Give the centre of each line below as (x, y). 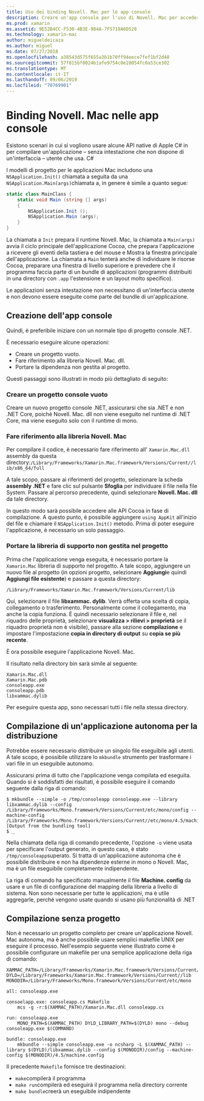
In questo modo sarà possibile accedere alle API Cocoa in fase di (87, 511)
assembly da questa (32, 456)
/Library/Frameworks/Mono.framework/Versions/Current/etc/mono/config (97, 810)
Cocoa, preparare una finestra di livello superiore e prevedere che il (91, 266)
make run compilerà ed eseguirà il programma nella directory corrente (101, 1085)
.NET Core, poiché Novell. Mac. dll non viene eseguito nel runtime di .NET (98, 414)
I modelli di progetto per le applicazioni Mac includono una (80, 170)
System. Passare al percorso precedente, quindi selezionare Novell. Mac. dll (102, 493)
